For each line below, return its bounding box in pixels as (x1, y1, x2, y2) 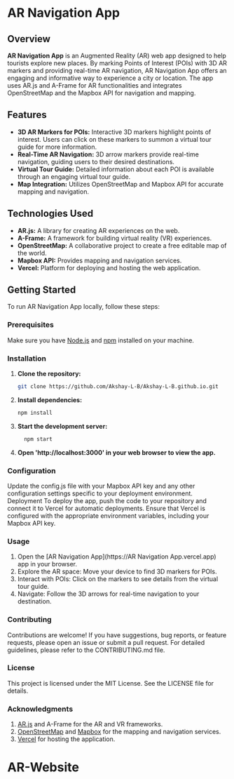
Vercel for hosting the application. (17, 735, 116, 743)
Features (7, 109, 47, 121)
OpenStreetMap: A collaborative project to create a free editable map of (17, 241, 227, 250)
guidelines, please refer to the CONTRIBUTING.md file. (7, 646, 165, 654)
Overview (7, 33, 51, 45)
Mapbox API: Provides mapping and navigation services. (17, 256, 182, 265)
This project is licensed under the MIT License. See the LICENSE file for (7, 679, 214, 687)
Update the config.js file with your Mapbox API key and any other (7, 481, 195, 490)
